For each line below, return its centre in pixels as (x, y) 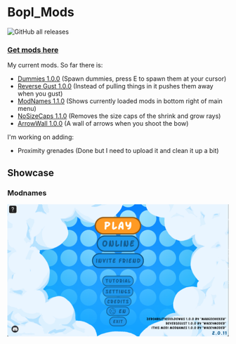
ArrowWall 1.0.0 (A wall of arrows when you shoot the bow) (103, 124)
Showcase (31, 173)
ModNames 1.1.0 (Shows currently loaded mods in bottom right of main (120, 101)
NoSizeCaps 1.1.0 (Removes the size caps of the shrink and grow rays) (119, 116)
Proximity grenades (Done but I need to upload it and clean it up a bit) (118, 151)
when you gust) (40, 94)
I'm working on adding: (41, 137)
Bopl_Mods (41, 12)
